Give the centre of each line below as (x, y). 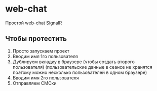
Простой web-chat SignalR (34, 23)
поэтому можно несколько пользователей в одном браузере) (80, 72)
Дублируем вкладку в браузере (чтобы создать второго (74, 62)
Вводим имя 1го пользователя (45, 56)
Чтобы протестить (36, 39)
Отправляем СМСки (34, 83)
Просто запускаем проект (41, 51)
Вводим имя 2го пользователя (46, 78)
